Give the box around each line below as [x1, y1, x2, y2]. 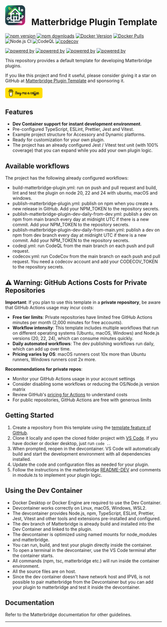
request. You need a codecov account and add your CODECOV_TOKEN [12, 259, 158, 265]
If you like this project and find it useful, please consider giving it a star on [5, 72, 157, 78]
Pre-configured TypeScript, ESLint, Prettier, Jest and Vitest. [12, 126, 134, 132]
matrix [12, 386, 26, 392]
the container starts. [12, 552, 54, 558]
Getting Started [5, 411, 54, 420]
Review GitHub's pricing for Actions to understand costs [12, 392, 128, 397]
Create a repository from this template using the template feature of [12, 424, 151, 430]
